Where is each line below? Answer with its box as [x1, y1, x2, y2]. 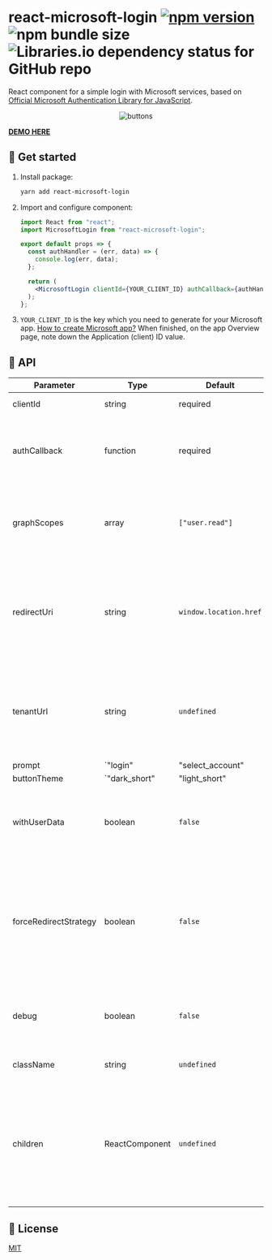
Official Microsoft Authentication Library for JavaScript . [8, 95, 193, 105]
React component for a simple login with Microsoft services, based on [8, 86, 242, 97]
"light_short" [178, 773, 227, 784]
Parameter [33, 380, 75, 391]
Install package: [19, 171, 74, 182]
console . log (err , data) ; [35, 256, 119, 264]
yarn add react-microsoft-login [19, 188, 130, 196]
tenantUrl [12, 706, 49, 718]
